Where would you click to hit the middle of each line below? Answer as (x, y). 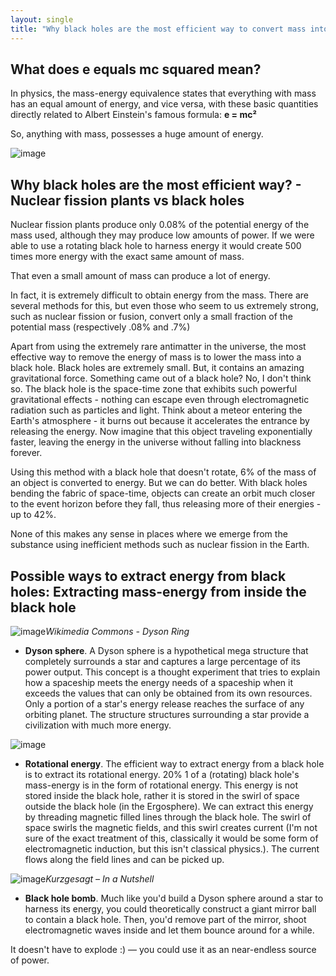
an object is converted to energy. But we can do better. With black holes (159, 483)
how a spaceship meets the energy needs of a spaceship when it (159, 682)
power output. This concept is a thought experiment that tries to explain (172, 672)
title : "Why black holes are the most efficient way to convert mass (158, 29)
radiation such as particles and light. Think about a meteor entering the (156, 410)
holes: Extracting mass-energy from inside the (158, 591)
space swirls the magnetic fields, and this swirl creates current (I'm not (171, 827)
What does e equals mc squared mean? (136, 69)
